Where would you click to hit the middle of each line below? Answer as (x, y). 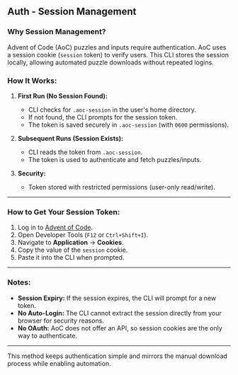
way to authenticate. (47, 335)
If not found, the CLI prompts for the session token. (103, 117)
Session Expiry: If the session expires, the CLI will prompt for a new (117, 298)
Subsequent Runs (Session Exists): (70, 138)
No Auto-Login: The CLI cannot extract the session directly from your (119, 313)
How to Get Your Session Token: (64, 212)
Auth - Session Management (72, 12)
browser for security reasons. (61, 321)
